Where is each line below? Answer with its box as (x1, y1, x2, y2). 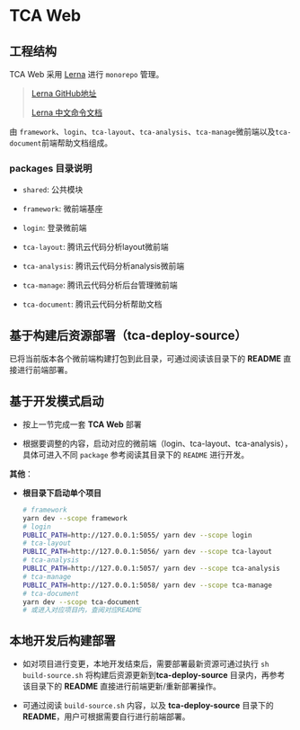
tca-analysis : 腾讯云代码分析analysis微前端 (22, 261, 185, 272)
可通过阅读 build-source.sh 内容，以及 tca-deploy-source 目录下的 (22, 700, 274, 711)
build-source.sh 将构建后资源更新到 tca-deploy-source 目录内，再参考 (22, 670, 286, 681)
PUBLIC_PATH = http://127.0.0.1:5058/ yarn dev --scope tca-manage (22, 581, 272, 590)
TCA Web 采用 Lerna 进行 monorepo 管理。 (9, 69, 164, 79)
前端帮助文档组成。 (41, 138, 113, 148)
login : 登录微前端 (22, 222, 87, 234)
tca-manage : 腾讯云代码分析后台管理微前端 (22, 280, 178, 290)
